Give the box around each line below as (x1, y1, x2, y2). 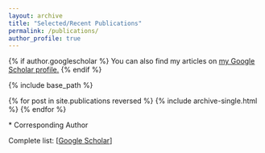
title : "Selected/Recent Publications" (8, 19, 143, 27)
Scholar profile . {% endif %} (8, 65, 102, 75)
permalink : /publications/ (8, 27, 99, 35)
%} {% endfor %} (8, 105, 67, 114)
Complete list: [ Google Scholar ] (8, 136, 113, 146)
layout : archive (8, 11, 63, 20)
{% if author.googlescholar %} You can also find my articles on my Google (8, 56, 255, 66)
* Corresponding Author (8, 120, 89, 130)
